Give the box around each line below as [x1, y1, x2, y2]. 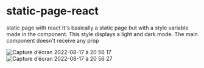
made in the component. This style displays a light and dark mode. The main [6, 30, 198, 37]
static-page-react [6, 4, 99, 18]
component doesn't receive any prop [6, 37, 99, 44]
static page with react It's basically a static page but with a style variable [6, 24, 189, 31]
